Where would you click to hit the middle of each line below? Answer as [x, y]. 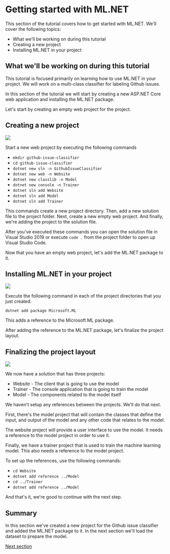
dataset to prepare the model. [37, 536]
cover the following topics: [33, 29]
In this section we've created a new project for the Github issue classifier [82, 525]
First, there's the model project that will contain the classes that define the [83, 414]
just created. [18, 302]
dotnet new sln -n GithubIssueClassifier [57, 169]
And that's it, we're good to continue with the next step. [64, 497]
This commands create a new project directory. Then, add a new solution [82, 211]
